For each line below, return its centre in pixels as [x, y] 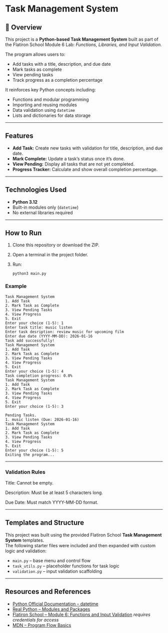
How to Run [23, 233]
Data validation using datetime [43, 110]
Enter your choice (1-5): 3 [34, 406]
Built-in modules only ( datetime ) [45, 207]
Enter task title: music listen [39, 327]
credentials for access [35, 619]
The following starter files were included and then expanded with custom [80, 545]
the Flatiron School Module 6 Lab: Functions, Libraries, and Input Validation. [83, 45]
